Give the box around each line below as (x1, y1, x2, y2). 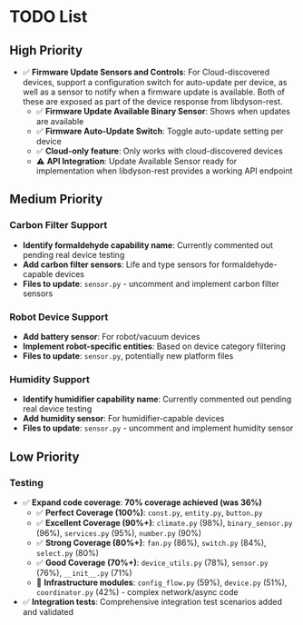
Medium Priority (9, 192, 103, 207)
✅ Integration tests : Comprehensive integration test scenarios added (22, 596, 283, 607)
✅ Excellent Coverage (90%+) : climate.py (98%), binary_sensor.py (35, 517, 293, 528)
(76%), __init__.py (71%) (35, 567, 133, 578)
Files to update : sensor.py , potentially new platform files (22, 350, 234, 361)
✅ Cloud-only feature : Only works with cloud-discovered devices (35, 145, 283, 156)
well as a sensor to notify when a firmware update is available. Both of (22, 86, 286, 97)
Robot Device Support (9, 311, 109, 323)
